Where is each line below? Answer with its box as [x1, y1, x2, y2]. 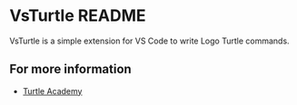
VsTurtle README [9, 5, 147, 26]
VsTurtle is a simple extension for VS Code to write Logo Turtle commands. [9, 35, 290, 46]
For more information [9, 62, 132, 77]
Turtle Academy [22, 85, 83, 96]
